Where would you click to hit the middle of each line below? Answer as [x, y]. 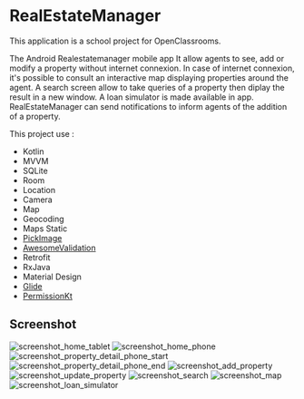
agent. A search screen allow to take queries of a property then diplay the [147, 87]
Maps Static [45, 229]
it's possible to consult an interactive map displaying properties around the [149, 77]
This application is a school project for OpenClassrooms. [115, 41]
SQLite [35, 170]
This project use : [42, 133]
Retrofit [36, 257]
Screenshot [43, 324]
